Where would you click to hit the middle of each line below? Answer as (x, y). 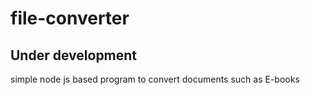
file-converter (70, 18)
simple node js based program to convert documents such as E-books (155, 79)
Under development (74, 55)
